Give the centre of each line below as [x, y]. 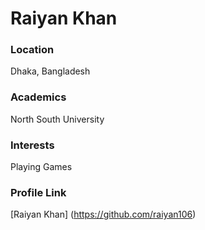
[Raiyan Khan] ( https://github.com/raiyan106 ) [103, 214]
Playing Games [41, 167]
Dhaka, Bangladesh [50, 71]
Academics [38, 97]
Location [32, 50]
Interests [32, 145]
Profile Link [38, 192]
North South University [57, 119]
